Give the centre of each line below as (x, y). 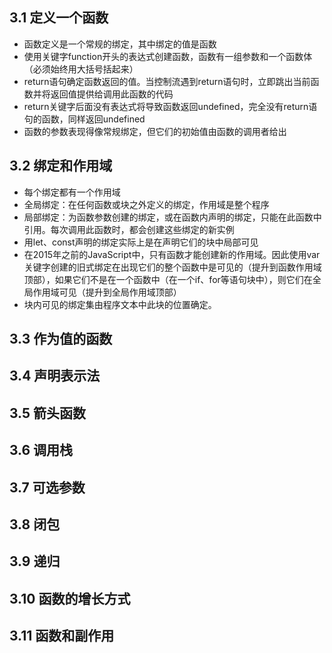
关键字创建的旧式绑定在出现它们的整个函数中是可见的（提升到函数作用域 (172, 267)
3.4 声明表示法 (55, 376)
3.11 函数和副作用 (62, 636)
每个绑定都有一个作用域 (72, 192)
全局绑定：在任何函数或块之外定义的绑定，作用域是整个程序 (146, 204)
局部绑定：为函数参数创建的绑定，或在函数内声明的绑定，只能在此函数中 (172, 217)
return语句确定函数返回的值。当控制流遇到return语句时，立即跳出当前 (167, 81)
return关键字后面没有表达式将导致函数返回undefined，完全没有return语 (170, 106)
